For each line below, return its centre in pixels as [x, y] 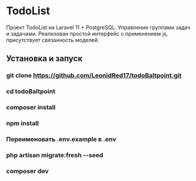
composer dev [27, 171]
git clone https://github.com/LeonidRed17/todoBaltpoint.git [94, 75]
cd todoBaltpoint [31, 91]
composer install [31, 107]
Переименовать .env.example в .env [61, 139]
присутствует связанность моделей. [53, 40]
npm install [23, 123]
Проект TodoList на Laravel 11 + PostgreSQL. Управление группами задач [98, 27]
